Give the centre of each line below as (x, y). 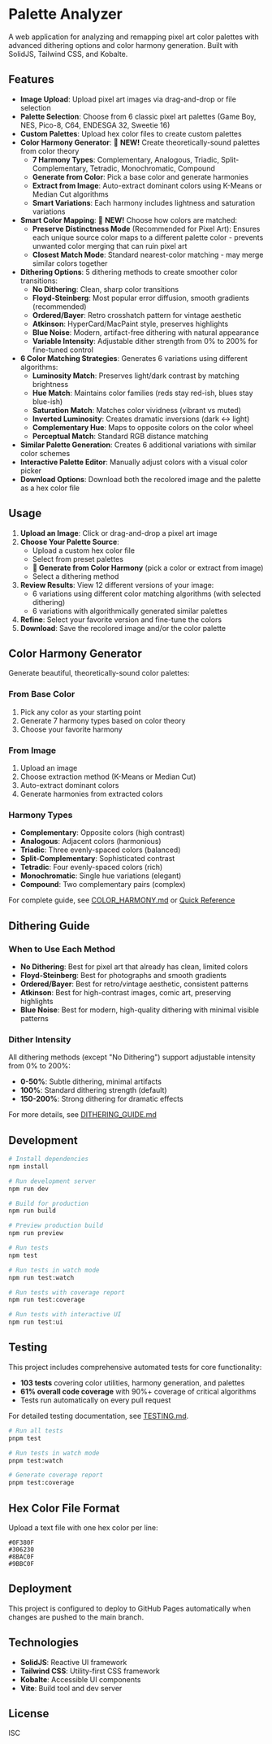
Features (31, 79)
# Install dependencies (49, 1159)
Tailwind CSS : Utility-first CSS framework (90, 1671)
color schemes (45, 453)
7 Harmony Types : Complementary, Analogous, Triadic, (125, 159)
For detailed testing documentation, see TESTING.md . (99, 1416)
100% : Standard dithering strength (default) (94, 1090)
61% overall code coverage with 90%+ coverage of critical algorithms (138, 1391)
